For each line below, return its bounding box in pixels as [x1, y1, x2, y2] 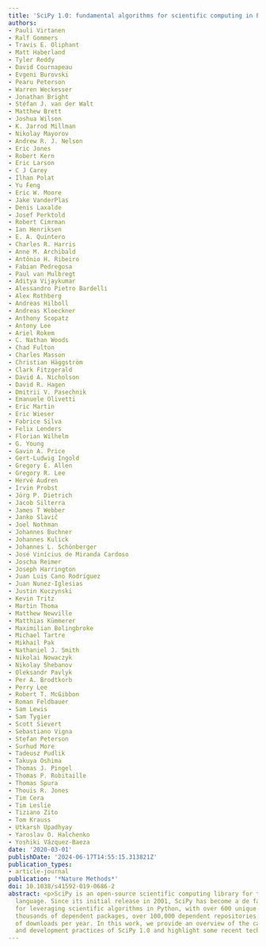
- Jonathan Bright [8, 93, 69, 101]
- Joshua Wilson [8, 115, 62, 123]
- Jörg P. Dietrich [8, 491, 73, 499]
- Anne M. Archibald [8, 248, 77, 256]
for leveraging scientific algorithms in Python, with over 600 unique [15, 904, 257, 913]
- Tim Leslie [8, 801, 51, 810]
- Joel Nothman [8, 521, 59, 529]
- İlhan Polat [8, 174, 55, 183]
